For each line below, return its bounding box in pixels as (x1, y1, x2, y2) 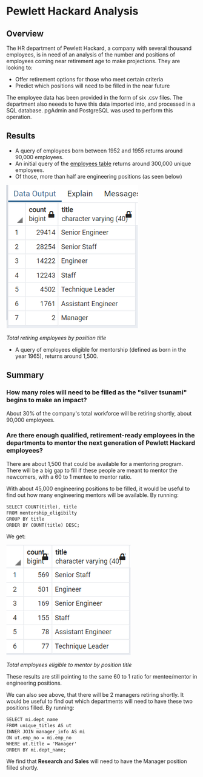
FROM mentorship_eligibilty (6, 510, 78, 516)
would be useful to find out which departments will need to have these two (6, 697, 193, 705)
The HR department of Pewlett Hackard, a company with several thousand (6, 44, 192, 52)
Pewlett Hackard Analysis (6, 4, 139, 18)
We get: (6, 533, 26, 540)
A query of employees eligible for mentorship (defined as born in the (15, 346, 187, 353)
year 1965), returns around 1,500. (15, 352, 98, 360)
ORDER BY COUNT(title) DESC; (6, 522, 80, 528)
